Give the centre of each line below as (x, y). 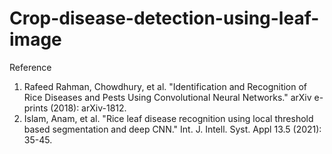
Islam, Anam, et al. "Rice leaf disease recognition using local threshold (168, 118)
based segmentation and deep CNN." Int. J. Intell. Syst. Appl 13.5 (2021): (172, 129)
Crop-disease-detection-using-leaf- (164, 18)
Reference (30, 67)
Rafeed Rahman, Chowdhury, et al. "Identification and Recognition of (165, 86)
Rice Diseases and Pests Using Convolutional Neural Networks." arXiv (167, 97)
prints (36, 108)
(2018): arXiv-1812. (88, 108)
